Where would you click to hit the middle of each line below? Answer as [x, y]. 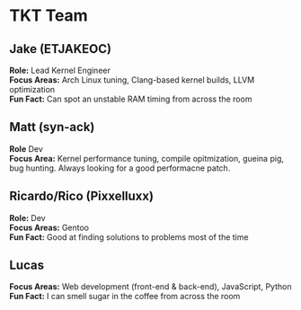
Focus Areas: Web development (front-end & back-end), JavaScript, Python [150, 287]
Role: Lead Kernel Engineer [60, 70]
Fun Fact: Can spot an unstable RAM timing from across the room [131, 99]
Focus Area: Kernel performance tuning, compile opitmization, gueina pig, [147, 158]
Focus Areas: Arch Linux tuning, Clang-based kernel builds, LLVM [132, 80]
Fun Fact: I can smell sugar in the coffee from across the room [125, 297]
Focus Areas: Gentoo [49, 227]
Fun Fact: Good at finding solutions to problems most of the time [129, 237]
